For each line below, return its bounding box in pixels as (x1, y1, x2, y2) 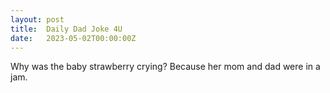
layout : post (10, 14, 65, 25)
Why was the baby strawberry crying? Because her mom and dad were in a (10, 61, 321, 73)
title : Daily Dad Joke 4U (10, 24, 123, 34)
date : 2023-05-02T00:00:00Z (10, 33, 137, 43)
